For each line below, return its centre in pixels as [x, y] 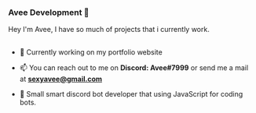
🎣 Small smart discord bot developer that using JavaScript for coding [131, 94]
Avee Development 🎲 [49, 12]
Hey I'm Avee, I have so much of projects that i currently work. [109, 30]
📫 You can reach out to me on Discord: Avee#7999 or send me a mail [134, 67]
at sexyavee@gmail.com [61, 79]
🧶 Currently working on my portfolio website [91, 52]
